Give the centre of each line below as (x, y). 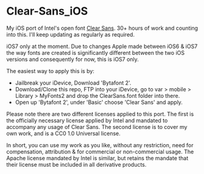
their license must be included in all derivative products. (76, 164)
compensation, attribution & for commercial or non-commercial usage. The (100, 151)
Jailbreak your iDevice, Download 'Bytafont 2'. (73, 83)
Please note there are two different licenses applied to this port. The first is (100, 114)
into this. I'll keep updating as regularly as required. (71, 34)
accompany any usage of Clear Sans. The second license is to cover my (97, 127)
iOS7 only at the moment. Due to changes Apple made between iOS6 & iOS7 (102, 46)
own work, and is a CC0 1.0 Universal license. (63, 133)
